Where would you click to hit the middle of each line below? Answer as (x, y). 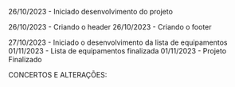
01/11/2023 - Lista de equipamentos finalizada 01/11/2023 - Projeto (117, 51)
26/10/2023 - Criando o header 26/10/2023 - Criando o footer (110, 27)
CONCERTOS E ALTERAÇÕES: (58, 75)
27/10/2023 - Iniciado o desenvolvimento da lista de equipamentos (118, 42)
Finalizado (25, 59)
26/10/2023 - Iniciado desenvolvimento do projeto (91, 12)
